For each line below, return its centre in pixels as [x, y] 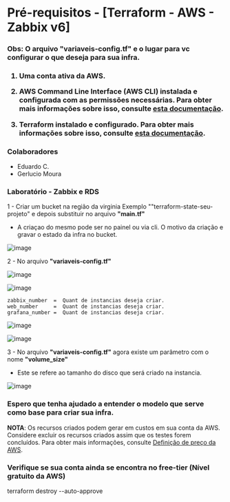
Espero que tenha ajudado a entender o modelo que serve [106, 404]
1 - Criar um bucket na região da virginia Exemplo [77, 207]
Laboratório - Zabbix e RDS [53, 192]
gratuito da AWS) [36, 476]
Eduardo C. [33, 167]
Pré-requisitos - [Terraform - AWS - [111, 13]
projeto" [19, 214]
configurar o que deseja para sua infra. [73, 58]
